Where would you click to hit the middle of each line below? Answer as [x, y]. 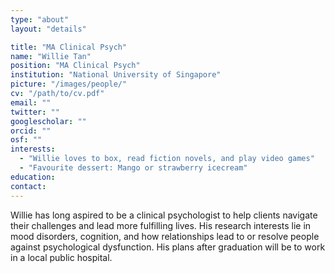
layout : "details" [48, 29]
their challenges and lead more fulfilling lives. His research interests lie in [161, 225]
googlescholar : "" [48, 121]
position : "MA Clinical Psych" [75, 66]
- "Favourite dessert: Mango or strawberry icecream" [133, 168]
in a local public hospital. [61, 257]
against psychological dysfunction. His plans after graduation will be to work [168, 247]
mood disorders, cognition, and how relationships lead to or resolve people [165, 236]
